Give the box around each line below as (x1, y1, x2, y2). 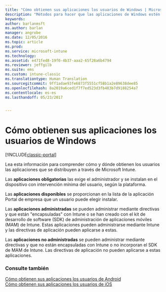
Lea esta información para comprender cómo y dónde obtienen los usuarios (5, 162, 160, 168)
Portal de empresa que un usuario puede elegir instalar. (5, 196, 118, 202)
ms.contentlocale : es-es (5, 90, 56, 95)
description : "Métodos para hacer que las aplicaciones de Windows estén (5, 12, 161, 17)
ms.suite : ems (5, 67, 35, 72)
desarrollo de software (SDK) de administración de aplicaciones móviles (5, 217, 152, 223)
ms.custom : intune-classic (5, 72, 61, 77)
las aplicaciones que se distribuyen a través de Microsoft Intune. (5, 167, 137, 173)
